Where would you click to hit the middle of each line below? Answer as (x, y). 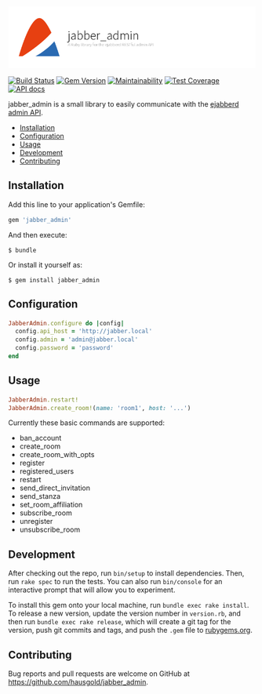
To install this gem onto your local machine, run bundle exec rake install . (129, 605)
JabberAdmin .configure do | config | (66, 323)
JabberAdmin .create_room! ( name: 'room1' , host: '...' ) (100, 408)
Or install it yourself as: (45, 264)
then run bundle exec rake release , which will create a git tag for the (120, 622)
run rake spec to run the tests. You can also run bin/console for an (115, 582)
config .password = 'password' (64, 348)
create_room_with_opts (57, 455)
